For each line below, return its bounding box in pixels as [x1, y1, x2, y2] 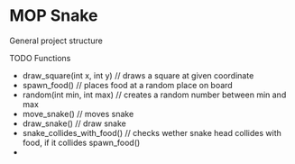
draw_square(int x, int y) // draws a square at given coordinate [22, 69, 254, 81]
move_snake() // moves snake [22, 108, 134, 119]
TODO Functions [9, 52, 71, 63]
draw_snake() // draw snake [22, 118, 126, 129]
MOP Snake [9, 5, 98, 26]
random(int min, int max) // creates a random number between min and [22, 89, 287, 100]
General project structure [9, 35, 104, 46]
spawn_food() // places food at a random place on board [22, 79, 233, 90]
